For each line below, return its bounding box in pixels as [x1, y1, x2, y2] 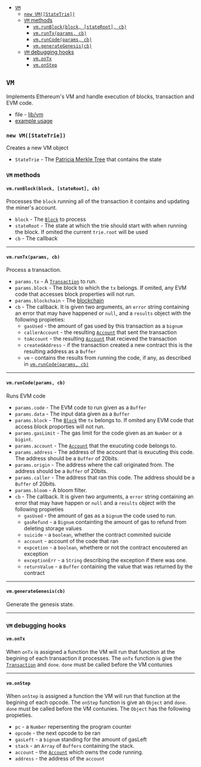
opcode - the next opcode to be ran [14, 729, 100, 737]
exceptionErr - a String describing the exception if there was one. [23, 556, 187, 563]
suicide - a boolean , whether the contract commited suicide [23, 531, 172, 538]
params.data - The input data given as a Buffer [14, 410, 130, 417]
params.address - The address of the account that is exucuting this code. [14, 448, 194, 456]
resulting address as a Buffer [23, 348, 96, 355]
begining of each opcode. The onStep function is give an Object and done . [6, 699, 187, 706]
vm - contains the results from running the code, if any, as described [23, 354, 191, 362]
